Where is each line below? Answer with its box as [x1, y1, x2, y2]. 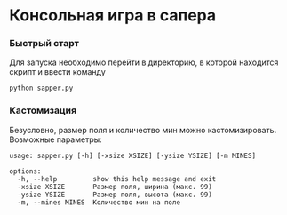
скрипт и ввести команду [9, 67, 107, 77]
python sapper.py [9, 84, 74, 93]
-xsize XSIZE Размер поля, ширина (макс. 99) [17, 182, 213, 191]
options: [9, 166, 42, 176]
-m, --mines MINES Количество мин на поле [17, 197, 180, 207]
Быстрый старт [9, 37, 80, 50]
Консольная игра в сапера [9, 5, 217, 26]
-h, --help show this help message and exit [17, 174, 217, 183]
